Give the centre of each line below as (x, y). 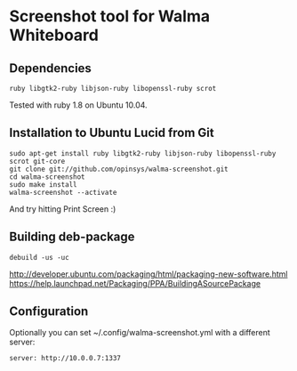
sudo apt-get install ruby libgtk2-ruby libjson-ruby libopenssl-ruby (143, 153)
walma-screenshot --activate (63, 192)
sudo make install (43, 184)
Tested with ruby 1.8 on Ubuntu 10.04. (79, 105)
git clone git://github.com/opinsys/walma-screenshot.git (119, 169)
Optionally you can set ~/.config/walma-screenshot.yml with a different (140, 333)
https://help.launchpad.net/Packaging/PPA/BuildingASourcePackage (135, 283)
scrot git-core (37, 161)
